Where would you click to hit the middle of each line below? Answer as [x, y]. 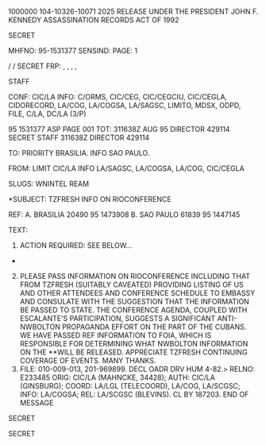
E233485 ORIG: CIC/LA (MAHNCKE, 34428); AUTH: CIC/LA [118, 377]
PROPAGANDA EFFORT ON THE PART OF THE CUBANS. [154, 327]
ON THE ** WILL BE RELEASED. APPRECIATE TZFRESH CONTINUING [133, 352]
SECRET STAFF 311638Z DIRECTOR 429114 [79, 137]
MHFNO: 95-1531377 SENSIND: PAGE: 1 [73, 50]
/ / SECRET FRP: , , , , [43, 66]
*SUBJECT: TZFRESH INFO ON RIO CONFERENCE [90, 199]
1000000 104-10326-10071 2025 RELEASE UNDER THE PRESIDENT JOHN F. [133, 12]
